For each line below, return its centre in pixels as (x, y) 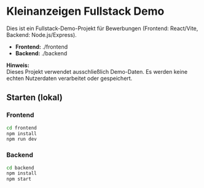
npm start (19, 179)
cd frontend (22, 128)
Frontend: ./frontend (41, 47)
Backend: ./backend (41, 53)
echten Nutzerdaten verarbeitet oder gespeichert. (69, 78)
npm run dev (22, 139)
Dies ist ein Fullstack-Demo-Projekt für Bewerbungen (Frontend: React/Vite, (102, 28)
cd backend (20, 168)
